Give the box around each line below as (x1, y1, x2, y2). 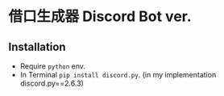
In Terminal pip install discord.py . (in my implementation (19, 70, 217, 79)
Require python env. (19, 61, 86, 71)
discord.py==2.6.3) (19, 78, 85, 88)
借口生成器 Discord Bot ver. (8, 7, 192, 26)
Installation (8, 40, 66, 53)
